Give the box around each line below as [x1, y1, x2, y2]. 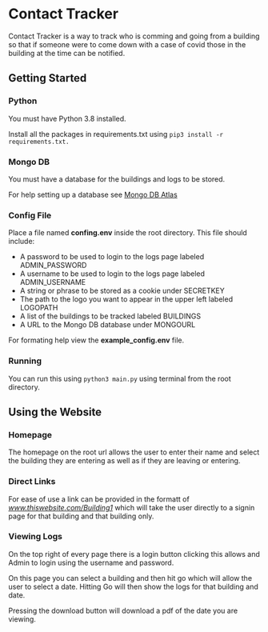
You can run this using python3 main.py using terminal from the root [8, 374, 232, 383]
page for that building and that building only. [8, 511, 154, 521]
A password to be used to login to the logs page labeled [19, 252, 205, 262]
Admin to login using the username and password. [8, 558, 174, 567]
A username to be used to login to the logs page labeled [19, 269, 206, 278]
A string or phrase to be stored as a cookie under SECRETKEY [19, 286, 226, 296]
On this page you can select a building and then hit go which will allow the [8, 573, 253, 582]
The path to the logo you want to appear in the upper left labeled [19, 294, 234, 304]
